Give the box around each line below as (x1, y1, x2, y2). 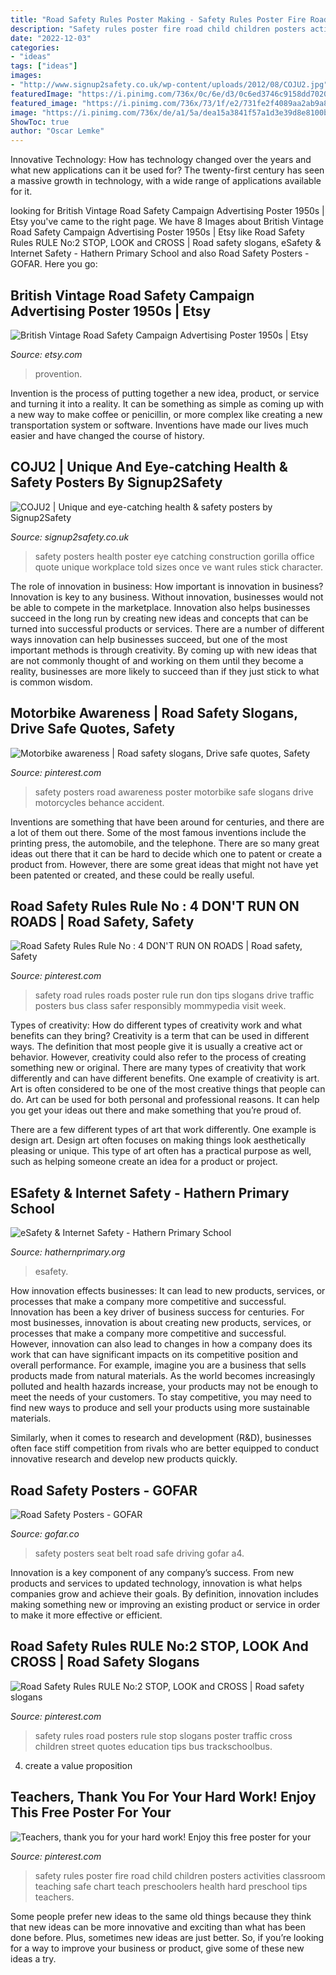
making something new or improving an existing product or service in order (10, 1599, 321, 1610)
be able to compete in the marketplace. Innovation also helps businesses (10, 601, 311, 613)
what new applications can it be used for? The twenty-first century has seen (10, 164, 325, 176)
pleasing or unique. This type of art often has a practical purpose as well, (10, 1145, 312, 1157)
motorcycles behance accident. (34, 796, 165, 808)
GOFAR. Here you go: (10, 258, 98, 270)
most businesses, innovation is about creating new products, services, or (10, 1317, 312, 1329)
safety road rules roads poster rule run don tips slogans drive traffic (34, 989, 315, 1001)
